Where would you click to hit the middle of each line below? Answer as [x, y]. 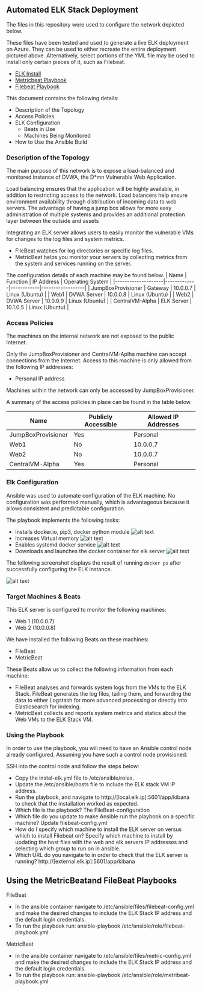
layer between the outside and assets [53, 221]
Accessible [101, 425]
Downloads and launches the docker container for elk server [90, 551]
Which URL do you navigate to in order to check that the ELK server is [101, 855]
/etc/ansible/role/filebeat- [153, 926]
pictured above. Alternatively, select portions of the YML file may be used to [100, 55]
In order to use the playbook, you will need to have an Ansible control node [99, 748]
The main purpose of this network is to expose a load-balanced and [90, 171]
